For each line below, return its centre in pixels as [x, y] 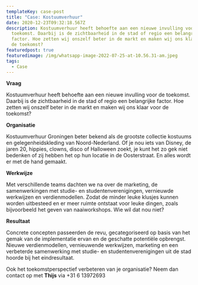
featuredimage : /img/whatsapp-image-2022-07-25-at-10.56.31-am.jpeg [92, 56]
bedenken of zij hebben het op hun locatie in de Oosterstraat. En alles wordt [98, 156]
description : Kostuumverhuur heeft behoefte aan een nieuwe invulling [95, 28]
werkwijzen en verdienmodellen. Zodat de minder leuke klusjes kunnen [92, 197]
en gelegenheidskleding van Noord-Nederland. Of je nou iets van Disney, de [99, 143]
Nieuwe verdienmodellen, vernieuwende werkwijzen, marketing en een [92, 245]
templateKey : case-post [35, 12]
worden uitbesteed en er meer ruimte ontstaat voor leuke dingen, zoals [92, 203]
